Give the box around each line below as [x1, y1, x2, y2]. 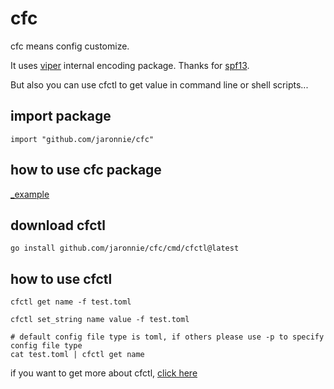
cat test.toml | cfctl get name [10, 350, 145, 360]
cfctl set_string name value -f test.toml [10, 315, 190, 325]
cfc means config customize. [10, 40, 130, 52]
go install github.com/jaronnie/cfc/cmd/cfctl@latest [10, 243, 240, 254]
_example [10, 188, 50, 200]
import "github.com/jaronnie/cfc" [10, 134, 155, 144]
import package [10, 108, 112, 125]
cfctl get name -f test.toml [10, 297, 132, 307]
